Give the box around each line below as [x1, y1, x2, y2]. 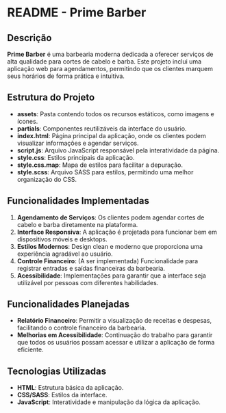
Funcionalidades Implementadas [7, 195, 149, 206]
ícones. [16, 117, 38, 125]
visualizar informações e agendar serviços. [16, 139, 139, 147]
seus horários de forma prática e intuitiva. [7, 72, 125, 80]
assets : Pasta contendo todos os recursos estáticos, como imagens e [16, 109, 214, 118]
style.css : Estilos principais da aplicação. [16, 153, 135, 161]
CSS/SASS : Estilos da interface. [16, 391, 108, 399]
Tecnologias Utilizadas [7, 365, 107, 377]
